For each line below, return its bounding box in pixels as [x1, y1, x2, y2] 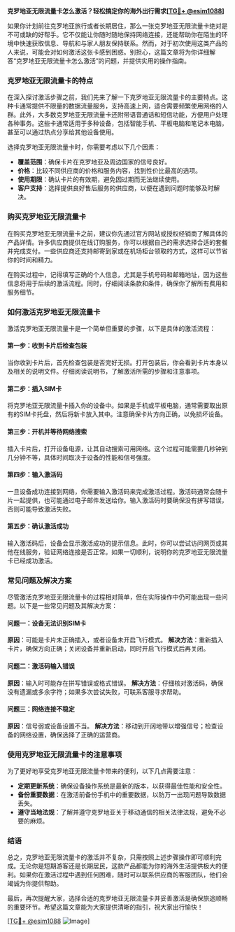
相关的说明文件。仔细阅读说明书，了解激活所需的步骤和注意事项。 [13, 367, 204, 376]
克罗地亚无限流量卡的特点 [7, 76, 94, 85]
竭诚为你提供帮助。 [7, 880, 63, 888]
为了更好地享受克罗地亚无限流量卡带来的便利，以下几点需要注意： [7, 767, 197, 775]
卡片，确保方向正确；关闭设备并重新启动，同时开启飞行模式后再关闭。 [7, 644, 210, 653]
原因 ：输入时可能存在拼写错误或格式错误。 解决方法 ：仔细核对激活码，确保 [7, 679, 224, 687]
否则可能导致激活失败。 [7, 504, 75, 513]
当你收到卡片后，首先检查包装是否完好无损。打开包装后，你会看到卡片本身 [7, 358, 222, 367]
